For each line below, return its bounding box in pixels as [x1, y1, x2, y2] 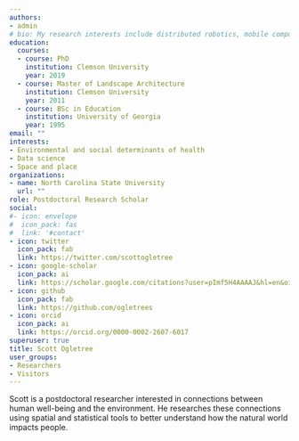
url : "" [17, 187, 46, 196]
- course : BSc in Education [17, 104, 122, 113]
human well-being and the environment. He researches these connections [9, 403, 282, 414]
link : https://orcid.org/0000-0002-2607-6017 [17, 328, 190, 337]
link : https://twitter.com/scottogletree [17, 253, 174, 263]
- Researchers [9, 361, 62, 370]
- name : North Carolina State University [9, 179, 166, 188]
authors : [9, 12, 42, 22]
